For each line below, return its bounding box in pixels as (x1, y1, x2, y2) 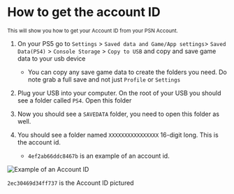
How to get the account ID (7, 4, 161, 20)
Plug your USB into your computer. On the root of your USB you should (17, 89, 221, 97)
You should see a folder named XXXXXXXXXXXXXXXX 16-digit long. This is (17, 130, 219, 139)
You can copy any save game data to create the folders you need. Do (27, 68, 227, 76)
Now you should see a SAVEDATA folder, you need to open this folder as (17, 110, 220, 118)
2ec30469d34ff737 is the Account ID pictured (7, 179, 134, 187)
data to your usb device (17, 54, 86, 63)
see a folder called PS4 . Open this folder (17, 96, 132, 105)
